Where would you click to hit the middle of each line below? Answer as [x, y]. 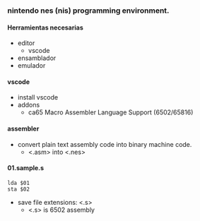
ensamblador [37, 58]
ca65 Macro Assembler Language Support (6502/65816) [111, 112]
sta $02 [19, 189]
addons [29, 105]
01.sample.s [26, 168]
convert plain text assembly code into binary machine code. [105, 144]
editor [26, 43]
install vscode [38, 97]
